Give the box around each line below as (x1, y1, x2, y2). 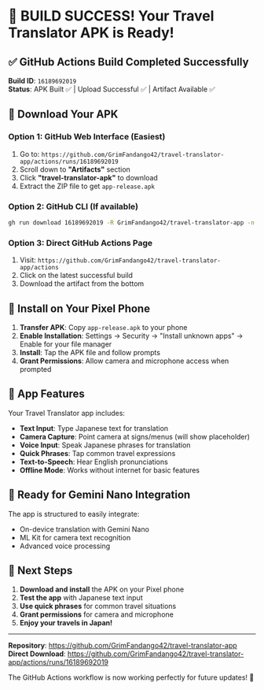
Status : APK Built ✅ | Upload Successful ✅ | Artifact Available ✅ (8, 84, 216, 94)
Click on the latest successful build (19, 271, 134, 280)
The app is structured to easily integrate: (8, 509, 140, 518)
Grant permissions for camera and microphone (19, 610, 174, 619)
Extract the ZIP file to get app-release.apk (19, 181, 156, 191)
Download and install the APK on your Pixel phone (19, 584, 185, 594)
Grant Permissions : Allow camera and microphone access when (19, 356, 229, 365)
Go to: (19, 149, 40, 158)
